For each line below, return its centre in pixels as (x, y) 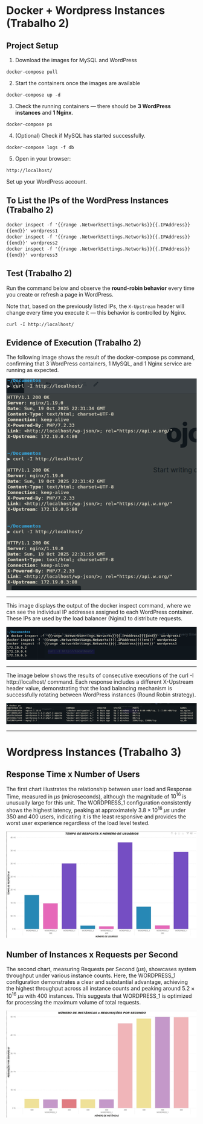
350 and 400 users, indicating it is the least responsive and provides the (96, 817)
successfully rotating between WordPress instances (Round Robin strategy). (101, 695)
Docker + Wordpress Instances (85, 11)
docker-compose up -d (34, 95)
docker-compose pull (32, 72)
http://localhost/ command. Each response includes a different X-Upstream (100, 682)
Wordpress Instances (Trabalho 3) (94, 752)
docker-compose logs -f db (40, 147)
